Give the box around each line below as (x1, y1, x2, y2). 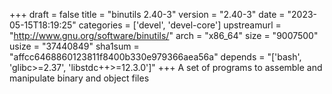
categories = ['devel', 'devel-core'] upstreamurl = (78, 19, 282, 31)
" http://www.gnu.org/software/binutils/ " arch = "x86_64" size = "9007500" (9, 30, 319, 41)
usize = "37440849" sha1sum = (9, 40, 140, 52)
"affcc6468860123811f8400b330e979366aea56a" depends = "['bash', (9, 51, 302, 63)
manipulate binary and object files (9, 72, 150, 84)
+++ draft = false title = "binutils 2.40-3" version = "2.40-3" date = (9, 9, 286, 20)
